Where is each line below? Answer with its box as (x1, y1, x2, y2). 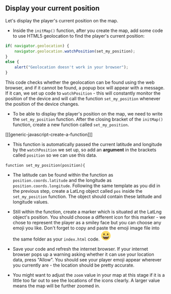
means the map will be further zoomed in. (12, 283, 100, 289)
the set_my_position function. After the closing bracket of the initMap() (12, 116, 163, 123)
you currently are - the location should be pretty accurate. (12, 262, 135, 269)
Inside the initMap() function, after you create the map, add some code (12, 27, 163, 34)
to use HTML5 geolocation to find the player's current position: (12, 33, 145, 39)
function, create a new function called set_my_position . (12, 122, 129, 128)
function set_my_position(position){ (5, 163, 85, 168)
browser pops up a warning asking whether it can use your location (12, 251, 154, 257)
